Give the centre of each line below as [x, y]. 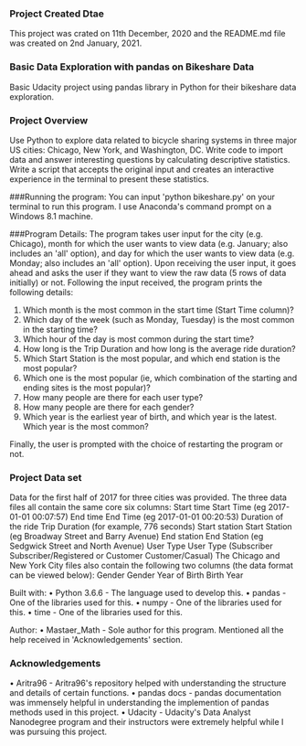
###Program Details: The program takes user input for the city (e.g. [136, 234]
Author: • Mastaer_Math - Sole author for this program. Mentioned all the [147, 630]
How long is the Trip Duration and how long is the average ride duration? [159, 348]
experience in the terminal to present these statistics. [110, 179]
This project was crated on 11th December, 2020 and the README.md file [148, 34]
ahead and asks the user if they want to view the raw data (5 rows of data [148, 272]
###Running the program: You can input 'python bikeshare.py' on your [142, 197]
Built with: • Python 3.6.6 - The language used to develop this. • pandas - [148, 593]
